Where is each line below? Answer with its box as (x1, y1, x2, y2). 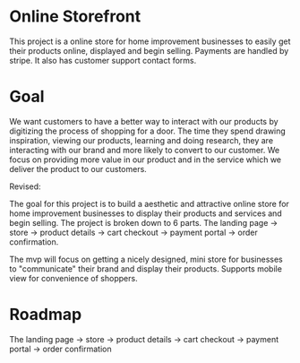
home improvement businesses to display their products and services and (9, 208, 282, 219)
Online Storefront (9, 6, 141, 27)
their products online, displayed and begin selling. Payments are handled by (9, 45, 289, 56)
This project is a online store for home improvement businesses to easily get (9, 36, 291, 47)
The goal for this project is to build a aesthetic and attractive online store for (9, 198, 289, 209)
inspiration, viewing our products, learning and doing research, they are (9, 134, 274, 145)
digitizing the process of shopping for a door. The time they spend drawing (9, 125, 287, 136)
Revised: (9, 181, 42, 192)
